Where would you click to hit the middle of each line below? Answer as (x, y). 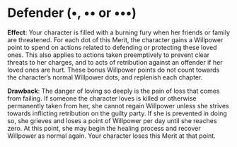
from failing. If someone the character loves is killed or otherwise (102, 98)
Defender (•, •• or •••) (72, 13)
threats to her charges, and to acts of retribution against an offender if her (115, 62)
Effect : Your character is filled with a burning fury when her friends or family (119, 32)
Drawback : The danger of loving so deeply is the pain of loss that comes (114, 91)
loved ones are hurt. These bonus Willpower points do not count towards (114, 70)
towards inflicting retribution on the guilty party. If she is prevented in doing (117, 113)
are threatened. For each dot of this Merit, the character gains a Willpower (115, 39)
